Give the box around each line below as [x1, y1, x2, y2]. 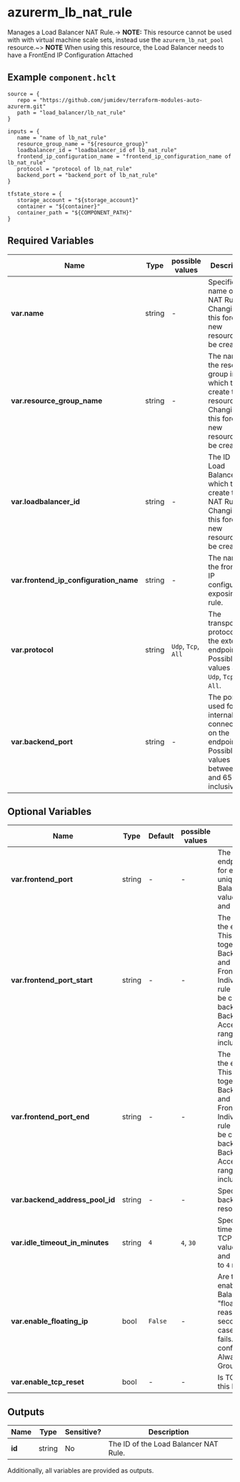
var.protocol [11, 644, 54, 654]
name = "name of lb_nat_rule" [16, 134, 107, 141]
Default [148, 831, 174, 841]
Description [148, 1427, 189, 1437]
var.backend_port [11, 736, 74, 746]
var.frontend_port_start [11, 976, 93, 986]
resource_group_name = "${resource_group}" [16, 140, 149, 147]
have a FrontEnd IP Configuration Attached [7, 51, 134, 59]
